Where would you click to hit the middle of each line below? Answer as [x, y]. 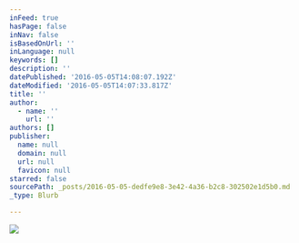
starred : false [38, 178]
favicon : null [44, 170]
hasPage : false [38, 26]
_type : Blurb [34, 196]
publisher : [30, 137]
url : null [36, 162]
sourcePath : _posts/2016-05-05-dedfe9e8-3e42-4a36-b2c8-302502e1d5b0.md [150, 187]
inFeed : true [34, 18]
